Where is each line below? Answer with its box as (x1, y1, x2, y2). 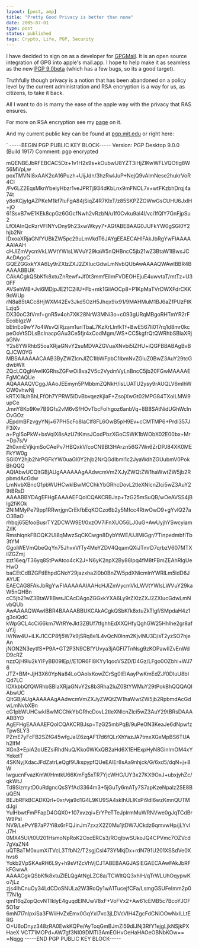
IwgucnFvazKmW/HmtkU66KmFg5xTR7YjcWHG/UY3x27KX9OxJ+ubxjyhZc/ (6, 771, 192, 778)
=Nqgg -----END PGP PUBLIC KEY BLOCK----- (6, 936, 121, 942)
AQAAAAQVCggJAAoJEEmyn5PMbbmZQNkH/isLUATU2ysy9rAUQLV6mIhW (6, 381, 192, 387)
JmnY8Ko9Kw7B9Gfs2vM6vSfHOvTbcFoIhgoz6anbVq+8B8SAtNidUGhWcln (6, 405, 191, 413)
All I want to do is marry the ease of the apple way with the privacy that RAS (6, 101, 192, 107)
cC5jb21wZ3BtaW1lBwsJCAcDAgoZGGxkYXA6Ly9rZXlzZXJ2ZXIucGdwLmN (6, 595, 191, 601)
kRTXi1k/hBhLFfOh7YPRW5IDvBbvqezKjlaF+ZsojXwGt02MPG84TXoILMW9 (6, 393, 191, 400)
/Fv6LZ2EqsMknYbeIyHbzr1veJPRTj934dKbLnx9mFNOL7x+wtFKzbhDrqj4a (6, 185, 191, 192)
